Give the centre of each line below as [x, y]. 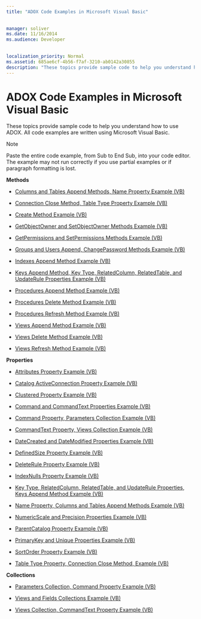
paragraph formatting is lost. [41, 169]
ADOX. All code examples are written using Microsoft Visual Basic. [88, 133]
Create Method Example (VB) [51, 215]
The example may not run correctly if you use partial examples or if [89, 162]
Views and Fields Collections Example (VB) [68, 598]
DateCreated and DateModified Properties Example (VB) [84, 441]
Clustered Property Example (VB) [56, 395]
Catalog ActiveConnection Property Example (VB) [76, 383]
